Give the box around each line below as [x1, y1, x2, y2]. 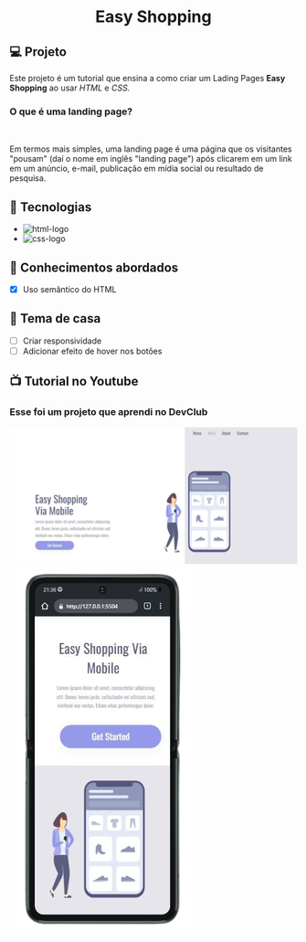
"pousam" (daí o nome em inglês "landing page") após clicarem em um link [9, 153, 292, 164]
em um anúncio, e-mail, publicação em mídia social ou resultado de [9, 163, 264, 175]
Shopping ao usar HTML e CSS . [9, 82, 131, 93]
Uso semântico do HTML [22, 283, 117, 294]
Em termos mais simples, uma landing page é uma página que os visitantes [9, 143, 292, 154]
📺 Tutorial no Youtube [9, 374, 139, 389]
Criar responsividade [22, 335, 102, 346]
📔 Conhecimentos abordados [9, 259, 179, 275]
